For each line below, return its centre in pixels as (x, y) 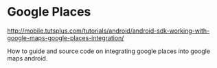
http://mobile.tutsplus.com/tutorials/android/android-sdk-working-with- (108, 31)
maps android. (27, 58)
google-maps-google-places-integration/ (66, 37)
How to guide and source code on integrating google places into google (109, 51)
